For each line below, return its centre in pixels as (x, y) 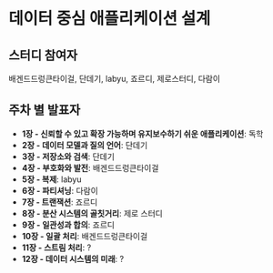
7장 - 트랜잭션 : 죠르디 (60, 202)
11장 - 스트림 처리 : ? (56, 248)
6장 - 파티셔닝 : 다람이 (60, 190)
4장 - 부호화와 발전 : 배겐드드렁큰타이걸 (90, 167)
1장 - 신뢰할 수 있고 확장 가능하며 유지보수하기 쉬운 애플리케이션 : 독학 (142, 134)
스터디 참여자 (43, 55)
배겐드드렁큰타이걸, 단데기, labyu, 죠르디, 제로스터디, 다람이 (114, 79)
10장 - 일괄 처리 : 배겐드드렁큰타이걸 (85, 236)
